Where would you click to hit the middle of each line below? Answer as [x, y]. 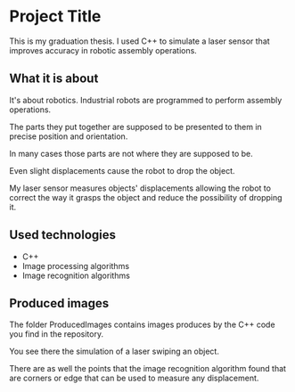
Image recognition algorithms [76, 275]
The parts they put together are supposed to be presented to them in [136, 127]
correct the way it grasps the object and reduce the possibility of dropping [146, 197]
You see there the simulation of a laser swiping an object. [115, 351]
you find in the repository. [57, 334]
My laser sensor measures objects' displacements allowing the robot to [140, 188]
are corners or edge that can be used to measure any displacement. [134, 378]
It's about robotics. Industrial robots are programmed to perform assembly [146, 100]
